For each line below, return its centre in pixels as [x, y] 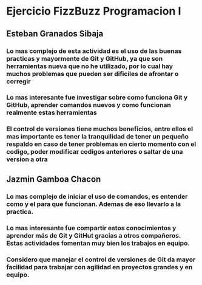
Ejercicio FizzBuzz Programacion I [94, 11]
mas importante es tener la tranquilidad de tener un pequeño [98, 137]
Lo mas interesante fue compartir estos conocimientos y [91, 228]
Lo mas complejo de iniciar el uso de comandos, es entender [97, 196]
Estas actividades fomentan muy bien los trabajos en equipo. [98, 243]
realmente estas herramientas [52, 112]
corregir [19, 81]
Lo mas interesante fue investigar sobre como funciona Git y [97, 97]
